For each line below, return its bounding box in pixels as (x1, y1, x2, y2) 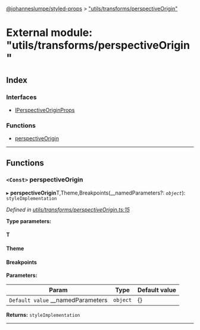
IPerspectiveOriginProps (14, 106, 75, 113)
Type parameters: (6, 217, 52, 224)
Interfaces (6, 92, 37, 101)
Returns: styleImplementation (6, 312, 80, 319)
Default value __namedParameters (9, 296, 108, 304)
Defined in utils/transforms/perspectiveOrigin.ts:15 (6, 206, 130, 213)
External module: (6, 26, 93, 39)
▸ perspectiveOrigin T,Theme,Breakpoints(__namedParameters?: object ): (6, 189, 186, 196)
